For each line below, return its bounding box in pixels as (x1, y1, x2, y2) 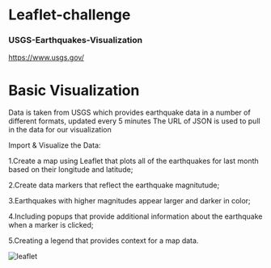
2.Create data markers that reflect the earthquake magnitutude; (8, 180, 220, 191)
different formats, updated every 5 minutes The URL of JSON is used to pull (8, 116, 260, 126)
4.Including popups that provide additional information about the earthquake (8, 211, 263, 221)
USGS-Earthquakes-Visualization (8, 35, 143, 46)
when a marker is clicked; (8, 220, 95, 230)
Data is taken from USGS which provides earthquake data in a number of (8, 107, 251, 118)
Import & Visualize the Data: (8, 140, 101, 150)
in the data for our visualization (8, 125, 112, 135)
